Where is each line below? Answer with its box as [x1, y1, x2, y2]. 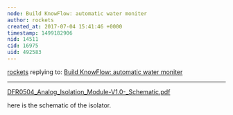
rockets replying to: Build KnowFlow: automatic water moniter [7, 67, 183, 76]
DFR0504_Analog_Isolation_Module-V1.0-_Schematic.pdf [7, 87, 171, 96]
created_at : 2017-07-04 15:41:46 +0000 [7, 23, 123, 30]
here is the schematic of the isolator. [7, 101, 112, 109]
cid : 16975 [7, 42, 39, 49]
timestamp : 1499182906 [7, 29, 73, 37]
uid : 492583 [7, 49, 42, 56]
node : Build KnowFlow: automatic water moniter [7, 10, 148, 17]
